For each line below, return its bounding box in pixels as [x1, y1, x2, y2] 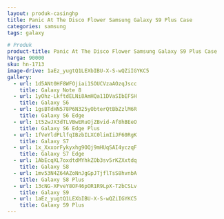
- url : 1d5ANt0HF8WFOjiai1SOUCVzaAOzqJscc [13, 80, 137, 87]
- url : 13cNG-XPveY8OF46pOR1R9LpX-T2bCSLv [13, 182, 137, 189]
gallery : [7, 74, 32, 81]
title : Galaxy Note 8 [19, 87, 81, 94]
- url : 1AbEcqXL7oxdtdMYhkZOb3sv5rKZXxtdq [13, 157, 137, 164]
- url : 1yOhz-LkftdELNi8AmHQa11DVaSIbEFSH [13, 93, 137, 100]
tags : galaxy [7, 29, 45, 36]
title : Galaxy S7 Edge [19, 151, 85, 158]
